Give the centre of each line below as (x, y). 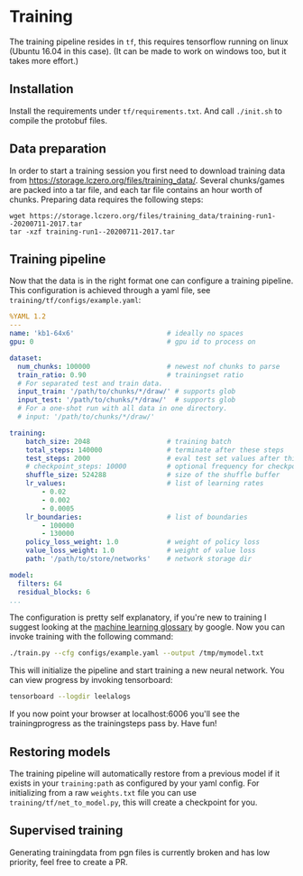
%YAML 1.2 (28, 317)
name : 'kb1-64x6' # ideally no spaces (127, 334)
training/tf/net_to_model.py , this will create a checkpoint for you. (133, 802)
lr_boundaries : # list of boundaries (137, 517)
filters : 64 (40, 584)
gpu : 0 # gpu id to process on (133, 342)
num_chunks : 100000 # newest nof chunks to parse (149, 366)
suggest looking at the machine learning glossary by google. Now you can (147, 627)
